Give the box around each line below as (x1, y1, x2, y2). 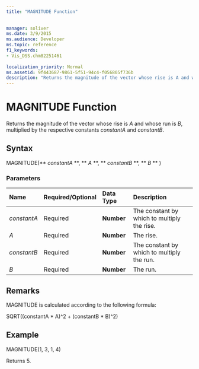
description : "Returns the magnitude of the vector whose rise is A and (6, 75, 190, 81)
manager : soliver (6, 25, 49, 31)
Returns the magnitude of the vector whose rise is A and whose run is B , (6, 120, 183, 128)
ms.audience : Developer (6, 36, 65, 42)
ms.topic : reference (6, 42, 57, 48)
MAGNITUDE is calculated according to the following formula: (6, 301, 157, 308)
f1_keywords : (6, 47, 38, 53)
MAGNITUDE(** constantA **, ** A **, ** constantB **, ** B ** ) (6, 159, 162, 166)
